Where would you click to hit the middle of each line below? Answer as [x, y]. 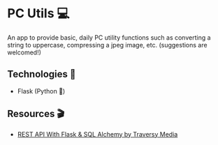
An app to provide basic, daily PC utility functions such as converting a [109, 37]
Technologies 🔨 [42, 74]
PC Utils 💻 [38, 14]
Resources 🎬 [36, 114]
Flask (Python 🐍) [41, 91]
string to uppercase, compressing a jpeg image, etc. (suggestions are [107, 45]
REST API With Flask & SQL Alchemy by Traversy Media [97, 134]
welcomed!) [24, 52]
